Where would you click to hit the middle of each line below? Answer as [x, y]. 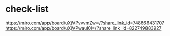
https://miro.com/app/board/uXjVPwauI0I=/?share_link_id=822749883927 [83, 28]
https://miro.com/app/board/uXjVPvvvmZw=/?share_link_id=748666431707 [85, 23]
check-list [27, 9]
